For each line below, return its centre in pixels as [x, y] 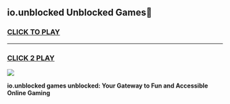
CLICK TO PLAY [34, 32]
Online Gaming [29, 92]
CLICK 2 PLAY [31, 57]
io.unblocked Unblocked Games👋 [80, 13]
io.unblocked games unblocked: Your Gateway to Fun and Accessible [108, 86]
